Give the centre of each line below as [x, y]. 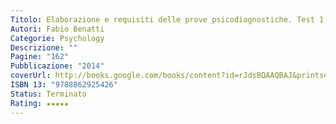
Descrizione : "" [44, 47]
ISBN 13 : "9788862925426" [64, 85]
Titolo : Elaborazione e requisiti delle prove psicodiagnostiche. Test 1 [167, 19]
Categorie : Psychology [57, 38]
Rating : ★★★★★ [40, 103]
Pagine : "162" [40, 57]
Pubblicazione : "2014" [57, 66]
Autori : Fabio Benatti [57, 29]
